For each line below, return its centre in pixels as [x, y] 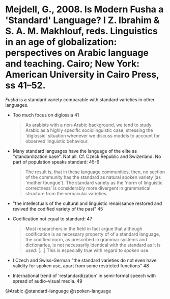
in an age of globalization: [61, 42]
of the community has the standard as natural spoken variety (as [93, 177]
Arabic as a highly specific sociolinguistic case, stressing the [89, 130]
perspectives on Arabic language [77, 53]
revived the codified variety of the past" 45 [58, 209]
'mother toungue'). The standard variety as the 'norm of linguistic [94, 182]
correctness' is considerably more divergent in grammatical [88, 188]
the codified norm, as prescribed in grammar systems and [86, 239]
